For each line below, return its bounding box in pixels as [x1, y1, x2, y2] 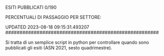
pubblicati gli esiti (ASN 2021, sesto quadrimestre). [5, 45, 113, 50]
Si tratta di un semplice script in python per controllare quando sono [5, 39, 150, 45]
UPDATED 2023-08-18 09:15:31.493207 [5, 24, 90, 30]
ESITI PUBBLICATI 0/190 [5, 5, 57, 10]
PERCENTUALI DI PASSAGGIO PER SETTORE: [5, 14, 101, 20]
